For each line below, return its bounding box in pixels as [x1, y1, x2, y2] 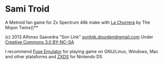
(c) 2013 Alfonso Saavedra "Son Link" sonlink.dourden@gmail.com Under [5, 34, 153, 40]
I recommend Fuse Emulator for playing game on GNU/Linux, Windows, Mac [5, 48, 159, 54]
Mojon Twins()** [5, 24, 38, 30]
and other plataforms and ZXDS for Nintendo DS [5, 53, 103, 59]
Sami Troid [5, 3, 50, 15]
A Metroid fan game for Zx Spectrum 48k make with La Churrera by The [5, 19, 150, 25]
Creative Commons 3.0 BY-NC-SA [5, 39, 74, 45]
